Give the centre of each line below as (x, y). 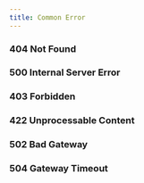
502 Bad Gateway (48, 145)
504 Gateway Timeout (59, 169)
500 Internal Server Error (65, 72)
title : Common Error (48, 17)
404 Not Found (43, 48)
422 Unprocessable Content (72, 121)
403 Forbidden (42, 96)
